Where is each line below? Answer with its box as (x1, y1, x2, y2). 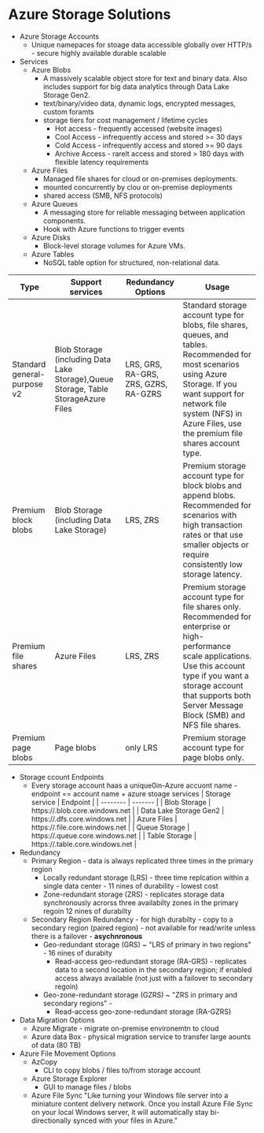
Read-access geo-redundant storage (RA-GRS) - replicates (54, 956, 247, 966)
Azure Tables (31, 249, 75, 259)
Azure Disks (31, 233, 71, 242)
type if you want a (182, 670, 249, 681)
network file (182, 398, 227, 409)
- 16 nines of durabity (42, 948, 112, 957)
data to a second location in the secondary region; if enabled (54, 964, 252, 975)
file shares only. (182, 601, 241, 612)
